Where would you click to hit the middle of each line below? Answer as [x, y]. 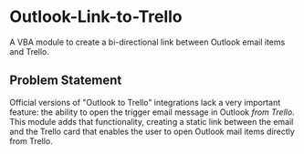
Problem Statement [66, 81]
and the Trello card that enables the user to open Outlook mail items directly [152, 131]
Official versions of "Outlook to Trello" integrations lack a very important [145, 102]
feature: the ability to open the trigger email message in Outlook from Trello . [152, 112]
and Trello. [30, 51]
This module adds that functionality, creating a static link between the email [152, 121]
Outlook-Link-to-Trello [96, 17]
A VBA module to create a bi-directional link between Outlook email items [147, 42]
